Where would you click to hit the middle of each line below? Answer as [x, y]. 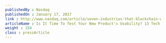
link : [12, 19]
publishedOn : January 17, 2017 [38, 14]
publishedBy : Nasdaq [27, 10]
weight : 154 [19, 28]
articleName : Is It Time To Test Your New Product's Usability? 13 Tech [83, 23]
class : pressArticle [27, 33]
